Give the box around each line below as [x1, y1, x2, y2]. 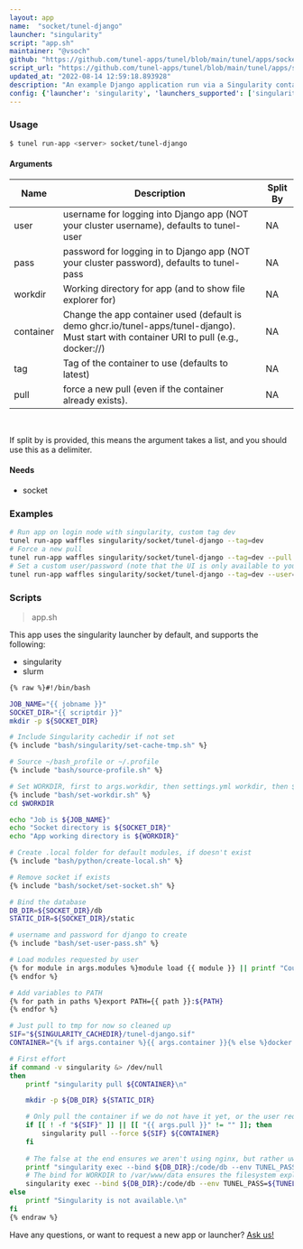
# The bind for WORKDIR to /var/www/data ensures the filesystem [25, 1170, 277, 1180]
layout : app [9, 13, 54, 23]
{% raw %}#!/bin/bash [9, 683, 91, 692]
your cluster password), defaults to [62, 256, 212, 269]
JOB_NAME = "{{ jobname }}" [9, 699, 106, 708]
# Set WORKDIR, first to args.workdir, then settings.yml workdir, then [9, 782, 289, 791]
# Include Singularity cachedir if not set [9, 733, 176, 742]
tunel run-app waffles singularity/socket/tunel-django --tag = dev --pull [9, 553, 293, 562]
